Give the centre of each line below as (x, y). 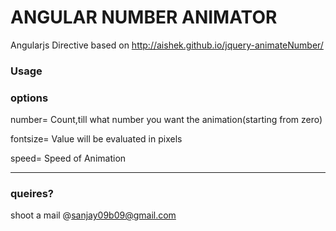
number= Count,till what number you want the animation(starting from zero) (166, 120)
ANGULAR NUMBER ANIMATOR (144, 17)
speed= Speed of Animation (68, 158)
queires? (32, 194)
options (29, 98)
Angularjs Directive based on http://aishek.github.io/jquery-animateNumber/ (167, 45)
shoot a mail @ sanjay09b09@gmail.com (93, 215)
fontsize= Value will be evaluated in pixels (96, 139)
